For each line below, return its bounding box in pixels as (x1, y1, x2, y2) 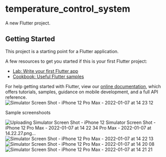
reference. (5, 94, 27, 100)
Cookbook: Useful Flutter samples (12, 73, 84, 80)
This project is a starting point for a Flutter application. (5, 48, 119, 54)
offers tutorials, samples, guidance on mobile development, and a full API (5, 89, 158, 95)
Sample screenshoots (5, 109, 51, 115)
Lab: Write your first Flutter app (12, 68, 79, 74)
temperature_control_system (5, 3, 130, 15)
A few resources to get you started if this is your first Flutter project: (5, 58, 147, 64)
